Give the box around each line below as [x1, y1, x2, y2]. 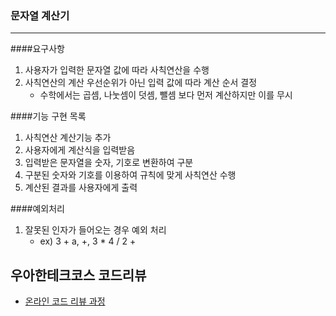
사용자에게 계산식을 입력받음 [24, 144, 136, 156]
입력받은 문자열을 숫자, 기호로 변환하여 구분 [24, 157, 194, 169]
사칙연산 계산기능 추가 [24, 132, 112, 144]
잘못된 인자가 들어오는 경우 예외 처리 [24, 224, 167, 236]
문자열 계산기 [10, 8, 70, 22]
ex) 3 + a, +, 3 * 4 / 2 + [39, 235, 137, 247]
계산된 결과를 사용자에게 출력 [24, 182, 138, 194]
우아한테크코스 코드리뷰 [10, 267, 147, 284]
